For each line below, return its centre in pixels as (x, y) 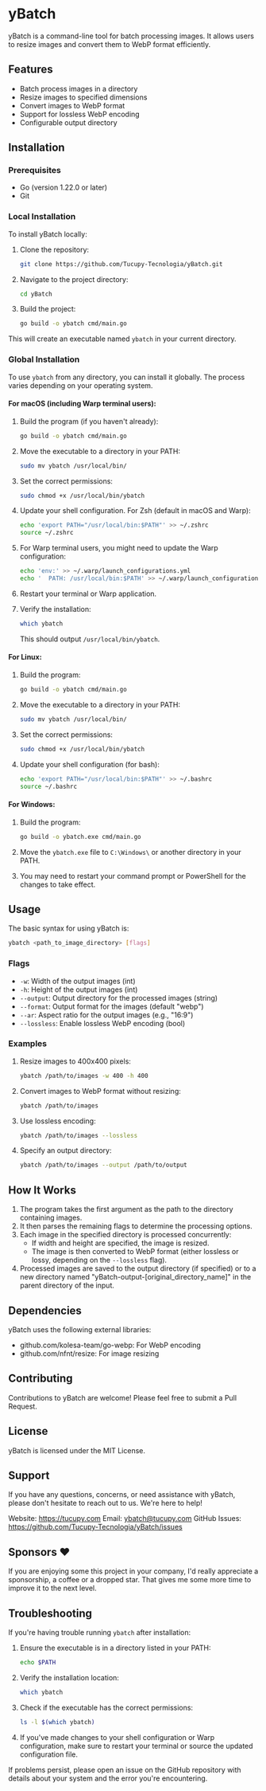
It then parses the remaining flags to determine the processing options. (136, 1226)
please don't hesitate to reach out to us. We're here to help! (105, 1503)
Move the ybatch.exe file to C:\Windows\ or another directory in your (131, 852)
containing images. (51, 1218)
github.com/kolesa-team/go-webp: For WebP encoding (110, 1345)
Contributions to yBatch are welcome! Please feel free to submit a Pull (122, 1397)
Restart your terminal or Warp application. (88, 594)
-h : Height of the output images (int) (79, 990)
